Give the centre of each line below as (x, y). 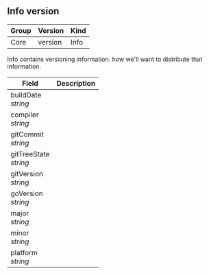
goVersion (27, 193)
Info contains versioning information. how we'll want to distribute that (105, 59)
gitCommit (27, 134)
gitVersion (27, 174)
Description (76, 83)
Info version (33, 11)
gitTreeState (30, 154)
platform (24, 252)
